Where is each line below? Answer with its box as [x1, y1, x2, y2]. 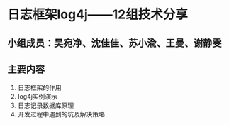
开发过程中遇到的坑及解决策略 [17, 110, 105, 119]
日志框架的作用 [17, 83, 62, 92]
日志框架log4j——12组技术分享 [7, 6, 188, 23]
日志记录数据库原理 [17, 101, 74, 110]
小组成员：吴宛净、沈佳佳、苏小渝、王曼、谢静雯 [7, 37, 222, 49]
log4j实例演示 [17, 92, 58, 101]
